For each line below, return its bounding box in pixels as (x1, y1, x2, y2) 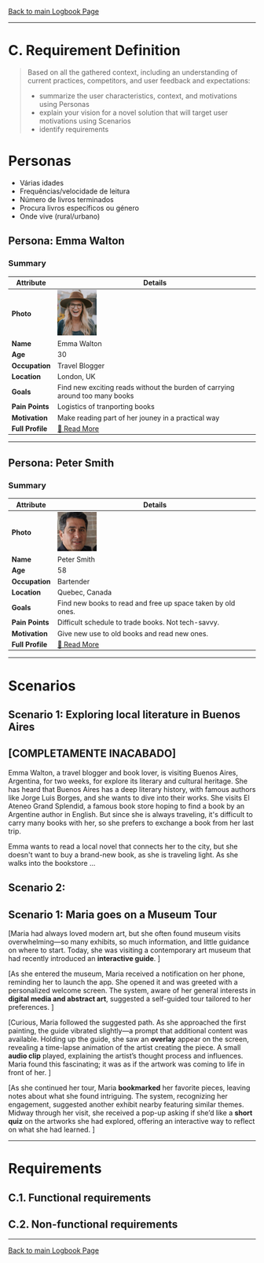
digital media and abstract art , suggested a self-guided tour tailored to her (8, 994, 251, 1003)
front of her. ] (8, 1068, 51, 1077)
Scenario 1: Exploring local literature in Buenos (8, 708, 241, 721)
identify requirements (38, 124, 109, 134)
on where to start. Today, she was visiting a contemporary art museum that (8, 945, 251, 955)
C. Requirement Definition (8, 42, 181, 60)
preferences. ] (8, 1003, 54, 1011)
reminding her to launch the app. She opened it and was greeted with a (8, 978, 238, 986)
